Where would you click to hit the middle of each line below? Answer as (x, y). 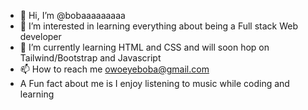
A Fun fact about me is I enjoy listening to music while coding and (154, 83)
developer (40, 36)
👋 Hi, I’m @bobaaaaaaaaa (72, 15)
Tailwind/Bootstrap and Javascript (90, 58)
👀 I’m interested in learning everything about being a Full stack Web (159, 26)
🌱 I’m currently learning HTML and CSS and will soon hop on (144, 47)
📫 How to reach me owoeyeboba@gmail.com (114, 69)
